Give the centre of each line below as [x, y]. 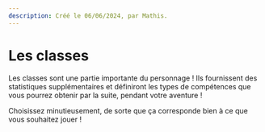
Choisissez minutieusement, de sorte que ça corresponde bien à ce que [128, 110]
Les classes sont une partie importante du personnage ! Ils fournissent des [133, 78]
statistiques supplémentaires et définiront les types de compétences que [130, 86]
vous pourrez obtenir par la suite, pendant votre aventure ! [105, 95]
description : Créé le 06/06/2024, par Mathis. [88, 16]
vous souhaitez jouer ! [45, 119]
